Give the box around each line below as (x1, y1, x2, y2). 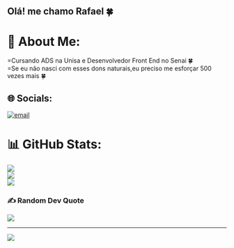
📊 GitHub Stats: (7, 137, 102, 153)
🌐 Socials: (7, 92, 53, 104)
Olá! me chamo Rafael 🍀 (7, 6, 114, 17)
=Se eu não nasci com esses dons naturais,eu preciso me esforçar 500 (7, 64, 212, 72)
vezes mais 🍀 (7, 72, 47, 80)
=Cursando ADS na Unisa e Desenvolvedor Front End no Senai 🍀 (7, 56, 194, 65)
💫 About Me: (7, 33, 81, 49)
